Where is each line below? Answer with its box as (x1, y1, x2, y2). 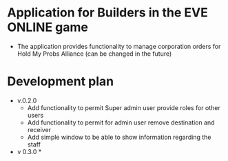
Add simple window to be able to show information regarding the (27, 133, 211, 141)
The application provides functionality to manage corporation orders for (17, 42, 221, 50)
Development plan (7, 74, 114, 89)
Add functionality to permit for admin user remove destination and (27, 118, 215, 127)
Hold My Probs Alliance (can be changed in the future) (17, 50, 172, 58)
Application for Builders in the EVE (7, 5, 209, 21)
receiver (27, 125, 52, 133)
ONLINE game (7, 19, 88, 35)
